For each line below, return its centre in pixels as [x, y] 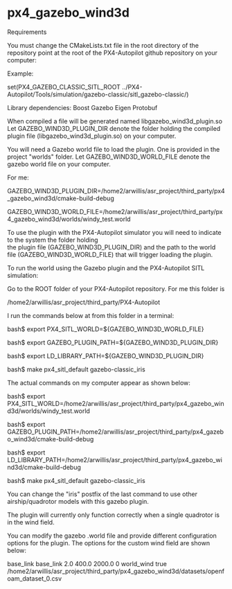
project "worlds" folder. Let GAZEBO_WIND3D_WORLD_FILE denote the [109, 157]
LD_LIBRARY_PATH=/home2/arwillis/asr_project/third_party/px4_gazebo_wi [115, 459]
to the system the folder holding [53, 240]
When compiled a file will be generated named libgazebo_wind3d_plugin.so [115, 121]
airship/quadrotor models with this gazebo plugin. [78, 501]
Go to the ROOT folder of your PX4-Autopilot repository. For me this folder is [116, 288]
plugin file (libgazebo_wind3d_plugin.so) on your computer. [92, 136]
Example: [20, 73]
